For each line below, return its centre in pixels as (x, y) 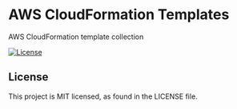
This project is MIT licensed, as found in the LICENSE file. (103, 96)
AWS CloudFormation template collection (76, 37)
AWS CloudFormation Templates (119, 15)
